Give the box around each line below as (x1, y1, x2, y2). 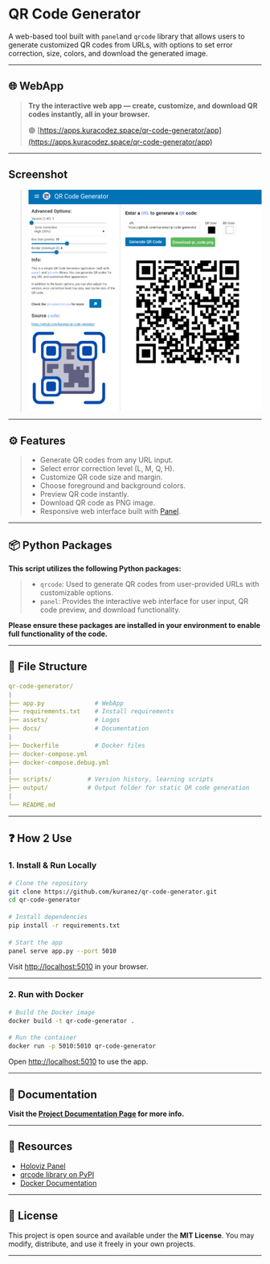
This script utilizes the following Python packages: (8, 564, 182, 573)
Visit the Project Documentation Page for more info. (8, 1109, 185, 1118)
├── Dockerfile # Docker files (8, 741, 146, 749)
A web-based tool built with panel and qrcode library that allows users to (8, 31, 245, 41)
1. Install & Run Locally (8, 860, 97, 871)
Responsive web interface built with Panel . (39, 507, 181, 516)
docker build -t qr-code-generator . (8, 1016, 135, 1025)
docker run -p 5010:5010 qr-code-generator (8, 1042, 157, 1050)
